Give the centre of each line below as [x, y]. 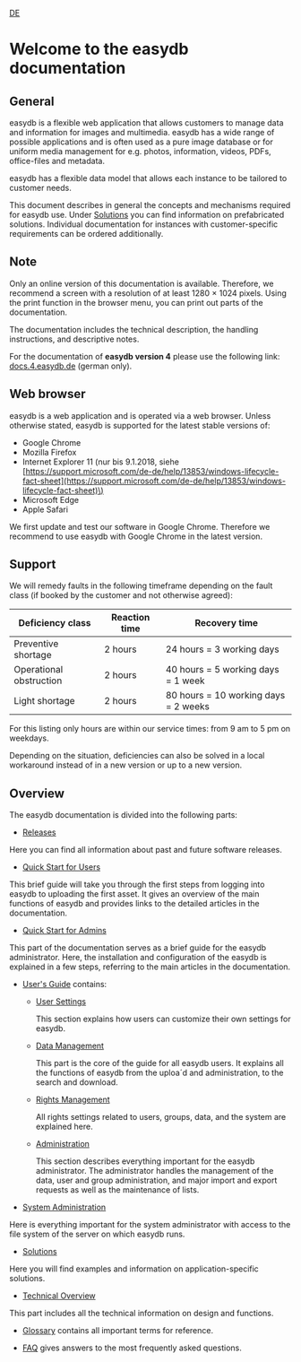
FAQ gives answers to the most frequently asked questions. [132, 1348]
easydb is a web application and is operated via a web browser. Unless [140, 415]
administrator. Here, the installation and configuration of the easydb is [138, 958]
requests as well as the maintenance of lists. [117, 1190]
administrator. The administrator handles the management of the [155, 1171]
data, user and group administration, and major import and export [156, 1180]
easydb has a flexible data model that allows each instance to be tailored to [148, 178]
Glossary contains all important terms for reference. [117, 1331]
